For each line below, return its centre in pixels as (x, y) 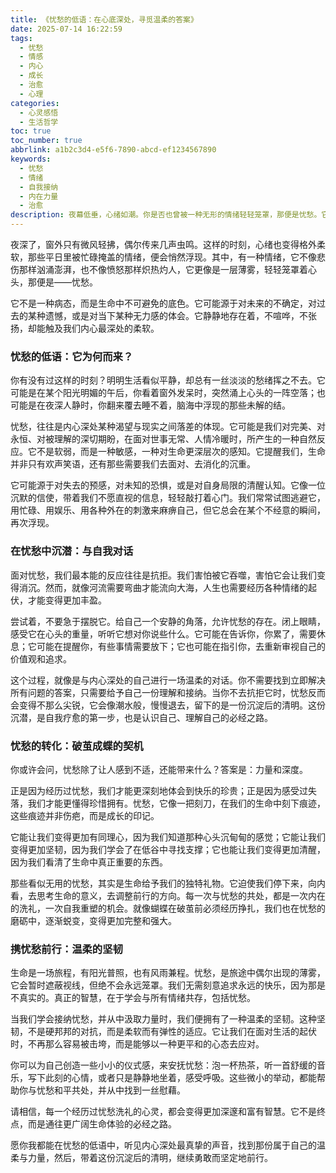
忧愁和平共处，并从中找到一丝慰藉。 (111, 1090)
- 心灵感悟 (39, 112)
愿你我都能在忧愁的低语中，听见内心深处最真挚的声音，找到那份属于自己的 (163, 1145)
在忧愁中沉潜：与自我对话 (72, 551)
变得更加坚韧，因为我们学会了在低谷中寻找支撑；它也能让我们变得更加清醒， (168, 849)
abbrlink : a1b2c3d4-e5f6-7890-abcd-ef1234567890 (113, 150)
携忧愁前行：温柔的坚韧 (66, 949)
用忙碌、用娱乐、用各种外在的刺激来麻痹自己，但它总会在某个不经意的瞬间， (168, 510)
